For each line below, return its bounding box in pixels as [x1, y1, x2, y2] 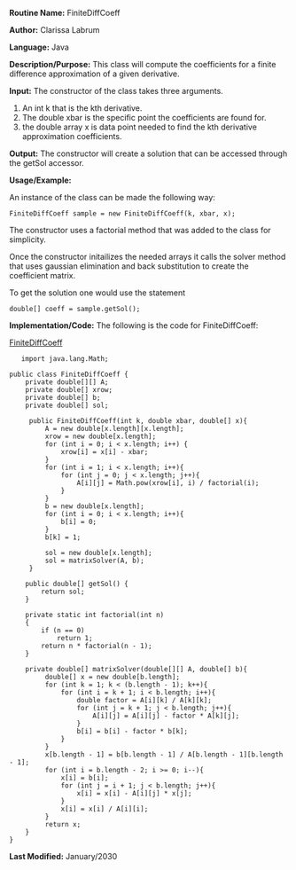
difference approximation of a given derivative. [9, 68, 180, 79]
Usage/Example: [9, 175, 72, 185]
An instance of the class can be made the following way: [9, 192, 215, 202]
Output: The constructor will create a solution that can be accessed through [9, 148, 288, 159]
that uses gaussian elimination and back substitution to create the [9, 261, 250, 271]
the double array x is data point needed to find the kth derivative [21, 121, 257, 132]
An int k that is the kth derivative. [21, 103, 143, 114]
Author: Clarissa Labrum [9, 25, 100, 35]
